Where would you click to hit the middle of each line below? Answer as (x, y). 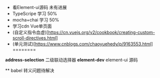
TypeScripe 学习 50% (35, 13)
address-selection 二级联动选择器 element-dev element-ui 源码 (72, 60)
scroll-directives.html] (35, 38)
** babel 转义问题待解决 (30, 70)
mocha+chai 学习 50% (36, 20)
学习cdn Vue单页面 (32, 26)
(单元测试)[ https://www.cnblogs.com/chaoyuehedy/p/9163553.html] (83, 44)
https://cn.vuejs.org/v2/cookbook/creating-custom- (101, 32)
